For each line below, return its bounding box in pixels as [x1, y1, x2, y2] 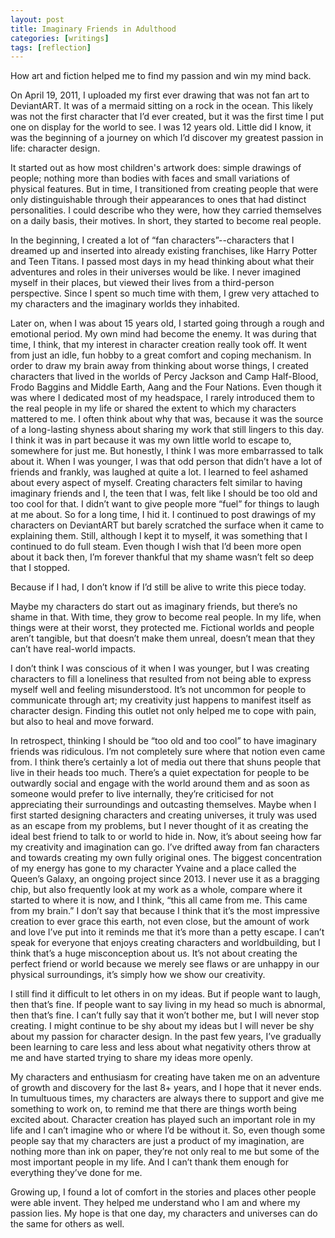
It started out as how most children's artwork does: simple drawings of [10, 162, 302, 174]
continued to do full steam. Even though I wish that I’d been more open [10, 541, 302, 553]
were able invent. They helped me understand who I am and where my [10, 1197, 301, 1209]
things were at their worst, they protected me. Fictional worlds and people [10, 622, 315, 634]
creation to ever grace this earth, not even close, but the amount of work [10, 916, 310, 928]
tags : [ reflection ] [10, 42, 92, 53]
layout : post [10, 14, 65, 25]
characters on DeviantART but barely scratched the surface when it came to [10, 519, 325, 531]
